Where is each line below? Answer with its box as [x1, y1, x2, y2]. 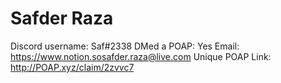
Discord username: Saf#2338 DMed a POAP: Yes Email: [10, 40, 240, 52]
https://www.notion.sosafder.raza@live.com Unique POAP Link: [10, 50, 272, 62]
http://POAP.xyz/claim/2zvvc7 [10, 61, 135, 73]
